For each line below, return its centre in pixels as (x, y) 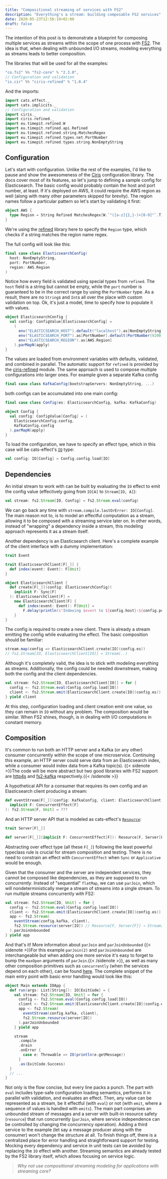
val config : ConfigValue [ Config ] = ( (49, 417)
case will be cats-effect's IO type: (40, 449)
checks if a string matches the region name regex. (57, 235)
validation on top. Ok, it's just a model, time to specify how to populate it (79, 302)
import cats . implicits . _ (31, 105)
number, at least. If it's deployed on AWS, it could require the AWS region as (83, 191)
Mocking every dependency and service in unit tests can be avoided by (78, 1146)
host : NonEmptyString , (33, 258)
